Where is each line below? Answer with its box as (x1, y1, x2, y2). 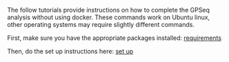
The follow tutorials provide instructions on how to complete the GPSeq (7, 6, 210, 14)
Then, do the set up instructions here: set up (7, 48, 134, 55)
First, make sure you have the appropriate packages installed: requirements (7, 34, 222, 42)
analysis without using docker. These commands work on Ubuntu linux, (7, 13, 210, 21)
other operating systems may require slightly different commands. (7, 21, 195, 28)
